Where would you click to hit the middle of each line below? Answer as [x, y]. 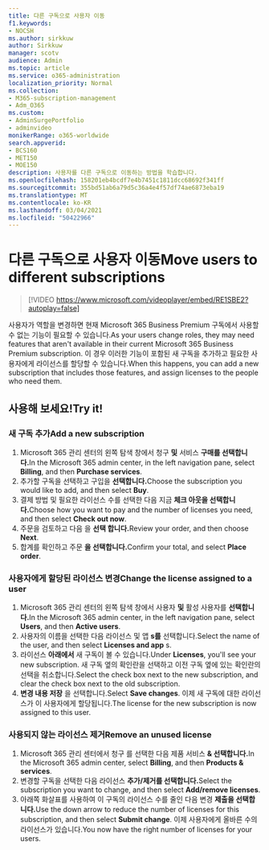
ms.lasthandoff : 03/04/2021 [55, 210]
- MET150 [23, 158]
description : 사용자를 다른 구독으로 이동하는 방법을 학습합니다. [103, 173]
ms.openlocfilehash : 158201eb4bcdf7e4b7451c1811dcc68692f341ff [116, 181]
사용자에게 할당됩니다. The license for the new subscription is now [150, 704]
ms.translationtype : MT [48, 195]
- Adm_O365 [26, 105]
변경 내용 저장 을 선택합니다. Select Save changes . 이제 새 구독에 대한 [130, 693]
